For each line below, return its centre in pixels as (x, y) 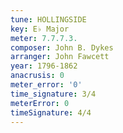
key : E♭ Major (40, 29)
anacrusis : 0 (37, 76)
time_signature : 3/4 (53, 94)
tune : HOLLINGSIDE (48, 19)
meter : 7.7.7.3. (44, 38)
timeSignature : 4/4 (51, 112)
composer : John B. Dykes (62, 47)
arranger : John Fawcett (60, 57)
